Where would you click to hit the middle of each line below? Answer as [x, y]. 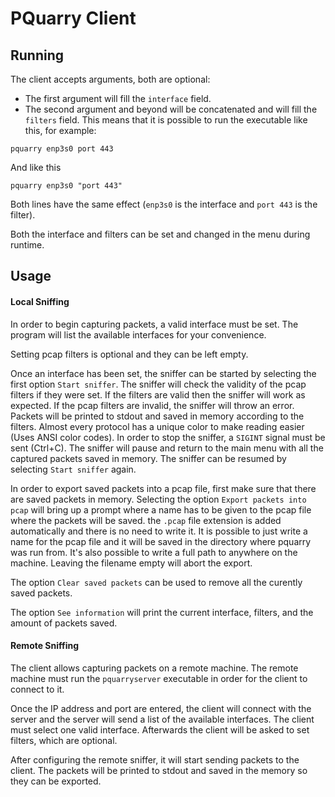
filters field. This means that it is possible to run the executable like [166, 120]
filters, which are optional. [64, 740]
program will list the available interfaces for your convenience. [138, 334]
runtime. [27, 245]
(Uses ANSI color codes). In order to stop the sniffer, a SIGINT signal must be [168, 437]
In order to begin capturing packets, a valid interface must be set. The [154, 324]
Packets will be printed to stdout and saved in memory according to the [157, 416]
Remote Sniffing [45, 646]
